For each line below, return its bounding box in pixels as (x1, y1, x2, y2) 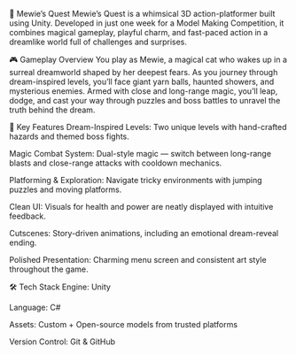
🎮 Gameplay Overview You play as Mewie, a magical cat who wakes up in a (9, 54, 288, 65)
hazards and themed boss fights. (9, 131, 130, 142)
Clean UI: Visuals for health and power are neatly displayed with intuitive (9, 202, 274, 212)
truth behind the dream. (9, 104, 96, 115)
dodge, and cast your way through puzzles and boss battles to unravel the (9, 96, 281, 105)
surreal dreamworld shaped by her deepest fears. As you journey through (9, 67, 278, 77)
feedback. (9, 211, 46, 221)
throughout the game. (9, 264, 89, 274)
